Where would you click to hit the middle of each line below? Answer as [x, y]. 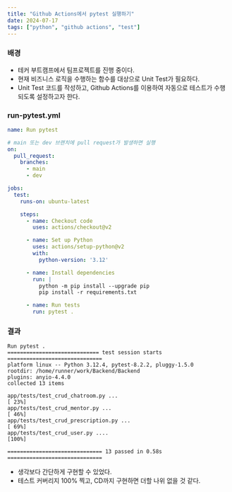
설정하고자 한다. [58, 96]
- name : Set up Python [59, 240]
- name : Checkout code [59, 221]
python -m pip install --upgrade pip [94, 286]
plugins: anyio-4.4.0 [39, 377]
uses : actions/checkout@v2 [72, 227]
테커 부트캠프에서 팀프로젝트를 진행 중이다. [76, 70]
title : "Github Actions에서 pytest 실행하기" [71, 14]
